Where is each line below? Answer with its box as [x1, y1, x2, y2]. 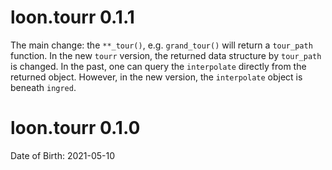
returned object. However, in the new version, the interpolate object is [10, 71, 303, 83]
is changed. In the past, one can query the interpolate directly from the [10, 60, 307, 72]
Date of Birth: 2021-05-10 [10, 149, 116, 161]
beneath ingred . [10, 81, 77, 93]
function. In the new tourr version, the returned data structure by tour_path [10, 49, 322, 61]
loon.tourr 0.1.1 [10, 6, 135, 29]
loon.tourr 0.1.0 [10, 117, 141, 140]
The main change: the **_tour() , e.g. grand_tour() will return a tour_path [10, 39, 313, 51]
